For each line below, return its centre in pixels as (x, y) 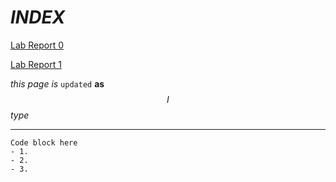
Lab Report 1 (36, 64)
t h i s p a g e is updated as (57, 83)
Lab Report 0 (37, 45)
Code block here (44, 142)
